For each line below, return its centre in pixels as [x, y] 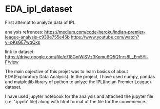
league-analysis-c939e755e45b [37, 37]
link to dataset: [20, 52]
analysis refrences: [24, 32]
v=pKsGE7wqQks [23, 42]
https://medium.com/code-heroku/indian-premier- [95, 32]
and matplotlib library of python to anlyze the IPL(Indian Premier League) [78, 82]
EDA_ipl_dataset [39, 9]
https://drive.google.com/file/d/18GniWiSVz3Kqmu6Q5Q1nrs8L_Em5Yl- [77, 56]
